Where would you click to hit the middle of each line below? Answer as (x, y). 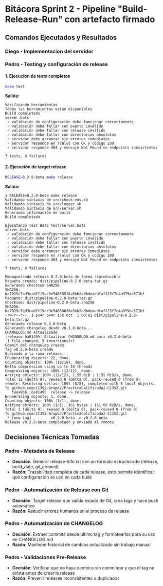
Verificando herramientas (31, 105)
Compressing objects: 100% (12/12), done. (49, 371)
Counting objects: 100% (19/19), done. (45, 362)
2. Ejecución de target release (36, 167)
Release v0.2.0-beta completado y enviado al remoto (60, 422)
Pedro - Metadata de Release (40, 451)
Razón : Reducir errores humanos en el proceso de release (71, 511)
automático (23, 506)
